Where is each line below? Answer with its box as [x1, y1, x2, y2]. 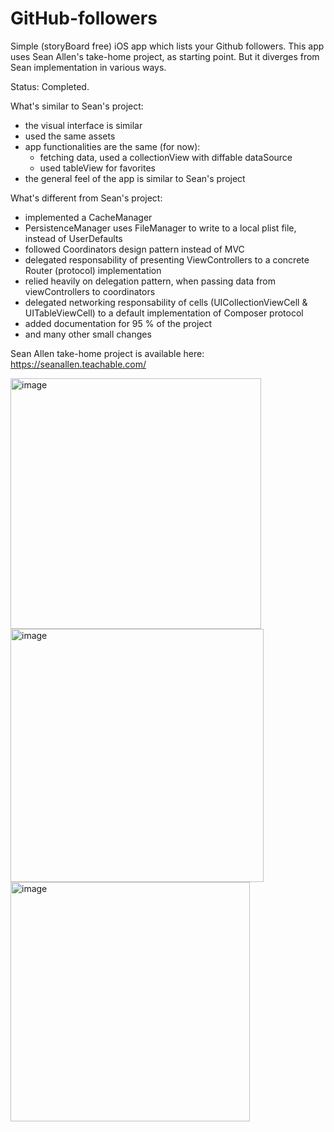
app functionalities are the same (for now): [24, 140, 201, 152]
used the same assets [24, 130, 116, 142]
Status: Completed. [10, 80, 90, 92]
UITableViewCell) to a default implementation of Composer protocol [24, 307, 304, 319]
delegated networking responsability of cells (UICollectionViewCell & [24, 296, 308, 308]
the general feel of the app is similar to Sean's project [24, 172, 246, 184]
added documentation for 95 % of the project [24, 317, 213, 329]
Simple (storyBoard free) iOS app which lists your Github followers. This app [10, 40, 325, 52]
